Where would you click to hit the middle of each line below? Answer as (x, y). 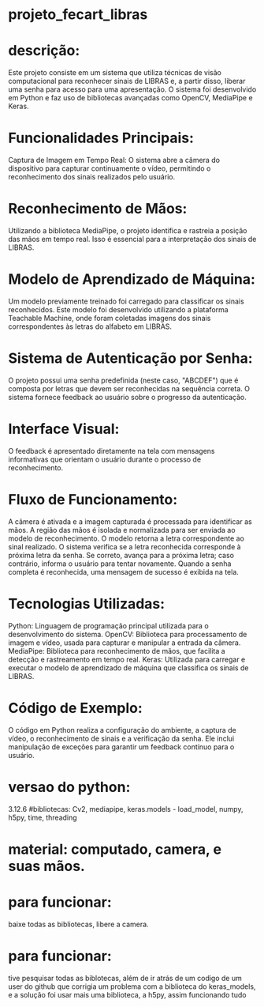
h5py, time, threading (43, 817)
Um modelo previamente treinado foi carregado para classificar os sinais (126, 301)
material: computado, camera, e (115, 849)
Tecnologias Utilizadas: (87, 603)
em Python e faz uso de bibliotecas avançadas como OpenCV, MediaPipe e (131, 98)
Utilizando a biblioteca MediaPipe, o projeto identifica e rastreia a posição (128, 230)
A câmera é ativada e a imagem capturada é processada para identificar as (130, 521)
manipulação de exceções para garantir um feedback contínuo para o (121, 747)
